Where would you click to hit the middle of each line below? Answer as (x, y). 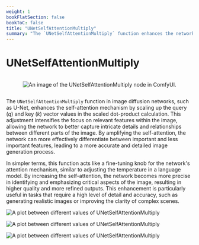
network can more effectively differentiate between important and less (92, 139)
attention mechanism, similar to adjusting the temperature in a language (94, 170)
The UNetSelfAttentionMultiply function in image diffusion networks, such (98, 101)
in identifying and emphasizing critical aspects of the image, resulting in (94, 182)
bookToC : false (25, 23)
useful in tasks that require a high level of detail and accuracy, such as (92, 195)
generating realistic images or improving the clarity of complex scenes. (93, 201)
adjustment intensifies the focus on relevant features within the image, (92, 120)
